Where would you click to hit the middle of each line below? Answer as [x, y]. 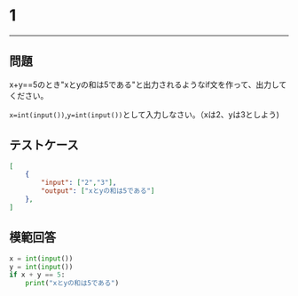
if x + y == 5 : [37, 275]
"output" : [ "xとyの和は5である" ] [98, 191]
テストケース [44, 145]
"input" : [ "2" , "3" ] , [79, 183]
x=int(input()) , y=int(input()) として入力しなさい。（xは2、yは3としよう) [144, 114]
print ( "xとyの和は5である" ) [72, 284]
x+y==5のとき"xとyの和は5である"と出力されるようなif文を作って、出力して [148, 84]
